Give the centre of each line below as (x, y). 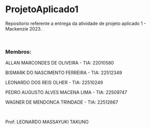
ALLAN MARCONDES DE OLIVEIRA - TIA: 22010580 (60, 63)
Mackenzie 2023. (23, 28)
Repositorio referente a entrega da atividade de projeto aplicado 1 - (76, 23)
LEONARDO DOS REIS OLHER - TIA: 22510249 (54, 83)
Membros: (18, 52)
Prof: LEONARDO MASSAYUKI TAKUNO (47, 122)
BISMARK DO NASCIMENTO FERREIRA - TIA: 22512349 (64, 73)
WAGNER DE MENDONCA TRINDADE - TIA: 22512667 (62, 102)
